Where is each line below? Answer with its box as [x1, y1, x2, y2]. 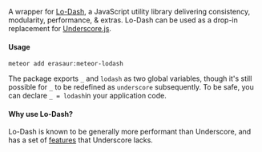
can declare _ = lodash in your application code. [8, 91, 167, 101]
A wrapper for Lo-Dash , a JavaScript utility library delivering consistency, [8, 7, 251, 16]
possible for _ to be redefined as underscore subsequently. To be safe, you [8, 82, 255, 92]
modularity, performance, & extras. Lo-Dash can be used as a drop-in [8, 15, 239, 25]
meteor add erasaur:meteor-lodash [8, 60, 124, 68]
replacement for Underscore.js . [8, 24, 112, 33]
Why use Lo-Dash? [8, 109, 74, 118]
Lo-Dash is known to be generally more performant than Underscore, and [8, 127, 252, 137]
